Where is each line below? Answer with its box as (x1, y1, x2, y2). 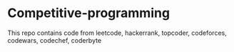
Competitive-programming (7, 5, 170, 21)
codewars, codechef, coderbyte (7, 36, 102, 44)
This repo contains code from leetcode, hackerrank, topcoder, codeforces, (7, 28, 227, 37)
